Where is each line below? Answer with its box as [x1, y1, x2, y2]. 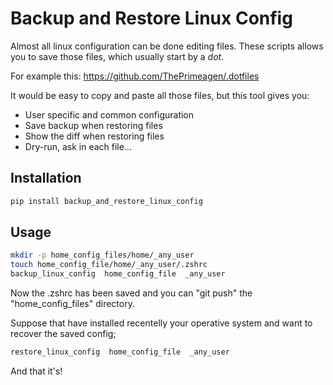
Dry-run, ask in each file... [24, 140, 133, 152]
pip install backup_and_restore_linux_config [10, 196, 203, 206]
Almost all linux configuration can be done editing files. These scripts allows [10, 40, 324, 52]
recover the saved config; [10, 328, 117, 340]
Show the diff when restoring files [24, 130, 165, 142]
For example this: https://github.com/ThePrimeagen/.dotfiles [10, 70, 260, 82]
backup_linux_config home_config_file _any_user [10, 269, 226, 279]
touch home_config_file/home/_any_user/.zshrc [10, 260, 208, 270]
